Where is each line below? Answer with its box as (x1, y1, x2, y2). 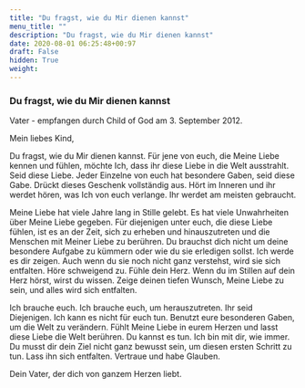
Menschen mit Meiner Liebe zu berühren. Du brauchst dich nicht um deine (9, 236, 289, 247)
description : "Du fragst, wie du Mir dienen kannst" (9, 30, 214, 39)
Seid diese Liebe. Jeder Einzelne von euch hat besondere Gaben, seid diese (9, 170, 296, 181)
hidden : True (9, 56, 59, 65)
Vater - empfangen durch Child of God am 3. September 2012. (9, 115, 243, 126)
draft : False (9, 47, 59, 57)
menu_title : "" (9, 22, 67, 31)
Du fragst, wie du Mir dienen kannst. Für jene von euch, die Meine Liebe (9, 151, 280, 162)
